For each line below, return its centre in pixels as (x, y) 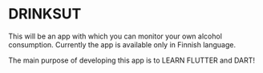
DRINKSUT (45, 14)
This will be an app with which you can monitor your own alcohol (115, 36)
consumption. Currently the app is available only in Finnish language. (122, 44)
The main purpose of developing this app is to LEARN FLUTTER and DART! (131, 60)
